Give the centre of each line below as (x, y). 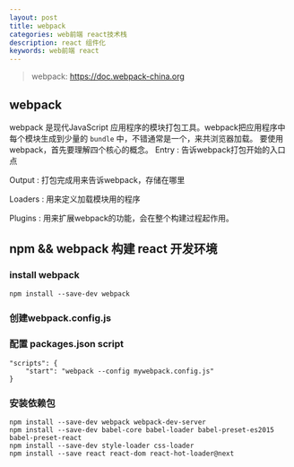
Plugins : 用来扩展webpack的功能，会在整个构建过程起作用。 (122, 218)
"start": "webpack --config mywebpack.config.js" (120, 371)
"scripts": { (34, 363)
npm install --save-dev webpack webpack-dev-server (108, 422)
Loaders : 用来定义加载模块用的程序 (75, 199)
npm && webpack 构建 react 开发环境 (113, 249)
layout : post (34, 17)
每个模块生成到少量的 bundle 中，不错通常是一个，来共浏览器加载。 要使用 (147, 138)
